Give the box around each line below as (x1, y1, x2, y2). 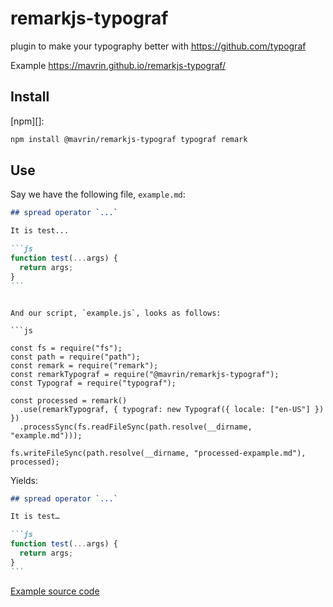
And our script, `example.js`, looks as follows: (10, 308, 222, 318)
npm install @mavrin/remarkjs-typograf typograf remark (10, 134, 248, 144)
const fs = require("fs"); (10, 343, 123, 353)
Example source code (10, 585, 100, 597)
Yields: (10, 474, 39, 486)
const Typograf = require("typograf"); (10, 378, 177, 388)
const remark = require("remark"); (10, 360, 159, 371)
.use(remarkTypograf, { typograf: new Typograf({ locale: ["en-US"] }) (19, 404, 325, 414)
